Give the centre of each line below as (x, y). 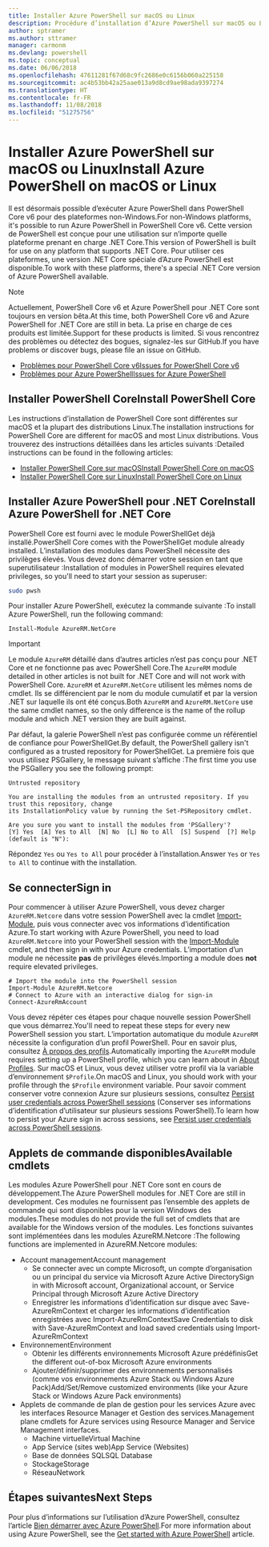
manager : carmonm (37, 46)
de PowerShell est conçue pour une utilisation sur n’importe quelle (118, 234)
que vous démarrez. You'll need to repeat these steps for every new (119, 1026)
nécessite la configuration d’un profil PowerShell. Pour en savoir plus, (123, 1043)
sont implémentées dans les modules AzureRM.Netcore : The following (124, 1236)
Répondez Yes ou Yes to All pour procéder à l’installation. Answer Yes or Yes (134, 854)
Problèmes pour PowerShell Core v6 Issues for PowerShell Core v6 (130, 365)
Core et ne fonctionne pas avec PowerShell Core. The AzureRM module (123, 668)
